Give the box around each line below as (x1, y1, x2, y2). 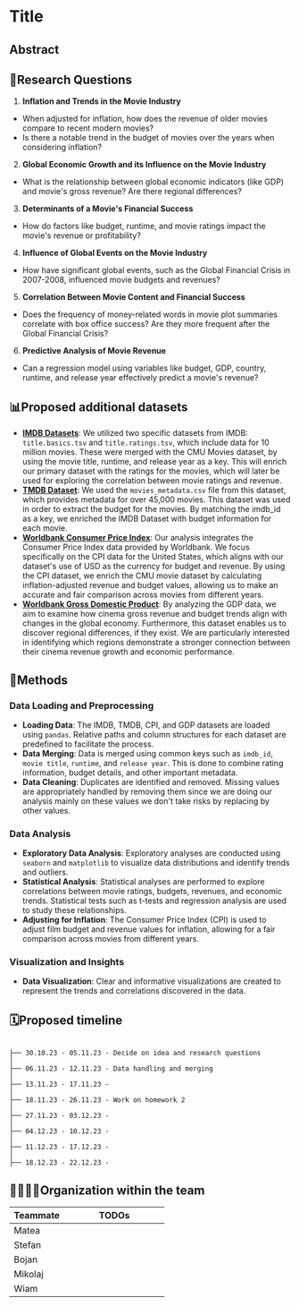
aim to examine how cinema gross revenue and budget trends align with (21, 609, 287, 619)
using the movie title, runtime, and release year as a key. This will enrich (21, 457, 287, 467)
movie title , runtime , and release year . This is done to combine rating (21, 757, 284, 768)
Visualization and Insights (9, 956, 125, 969)
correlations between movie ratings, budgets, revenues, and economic (21, 886, 283, 897)
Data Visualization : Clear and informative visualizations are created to (21, 976, 281, 986)
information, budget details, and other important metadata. (21, 767, 238, 778)
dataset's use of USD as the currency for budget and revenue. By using (21, 561, 286, 572)
